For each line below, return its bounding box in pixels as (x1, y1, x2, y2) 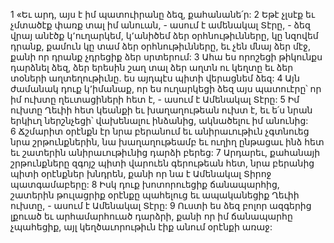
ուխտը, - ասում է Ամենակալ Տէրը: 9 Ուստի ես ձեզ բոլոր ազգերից (10, 200, 312, 211)
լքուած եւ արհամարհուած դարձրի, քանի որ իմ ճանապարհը (10, 210, 293, 222)
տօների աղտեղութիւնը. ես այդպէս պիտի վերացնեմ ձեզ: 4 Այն (10, 72, 300, 84)
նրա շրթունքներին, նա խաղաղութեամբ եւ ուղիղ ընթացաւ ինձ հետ (10, 136, 325, 148)
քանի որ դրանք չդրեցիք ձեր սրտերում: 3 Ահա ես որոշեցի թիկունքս (10, 51, 323, 63)
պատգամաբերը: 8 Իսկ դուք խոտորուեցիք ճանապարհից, (10, 179, 280, 190)
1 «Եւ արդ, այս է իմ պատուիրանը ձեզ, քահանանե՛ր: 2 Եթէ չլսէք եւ (10, 9, 316, 20)
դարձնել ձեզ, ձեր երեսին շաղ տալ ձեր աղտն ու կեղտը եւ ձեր (10, 62, 294, 73)
